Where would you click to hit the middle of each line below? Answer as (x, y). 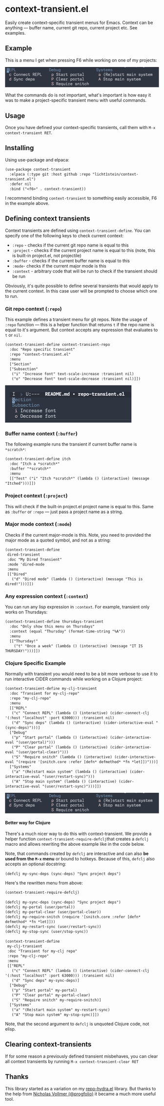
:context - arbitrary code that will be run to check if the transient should (85, 271)
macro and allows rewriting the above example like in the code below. (75, 844)
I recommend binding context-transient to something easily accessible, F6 (81, 198)
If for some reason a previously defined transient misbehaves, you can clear (82, 1056)
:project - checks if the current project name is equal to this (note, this (83, 250)
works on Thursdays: (26, 612)
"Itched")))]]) (20, 484)
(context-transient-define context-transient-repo (58, 344)
